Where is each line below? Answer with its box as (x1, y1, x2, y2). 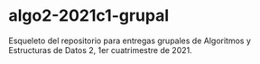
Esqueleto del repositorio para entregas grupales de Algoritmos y (8, 35, 252, 46)
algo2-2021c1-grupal (8, 5, 170, 26)
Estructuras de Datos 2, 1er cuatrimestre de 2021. (8, 44, 192, 55)
